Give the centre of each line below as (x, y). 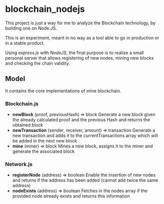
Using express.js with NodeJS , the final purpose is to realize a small (75, 53)
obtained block (28, 125)
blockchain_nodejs (45, 9)
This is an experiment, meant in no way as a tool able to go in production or (82, 38)
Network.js (19, 164)
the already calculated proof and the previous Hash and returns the (81, 120)
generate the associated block (43, 151)
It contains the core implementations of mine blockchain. (63, 91)
